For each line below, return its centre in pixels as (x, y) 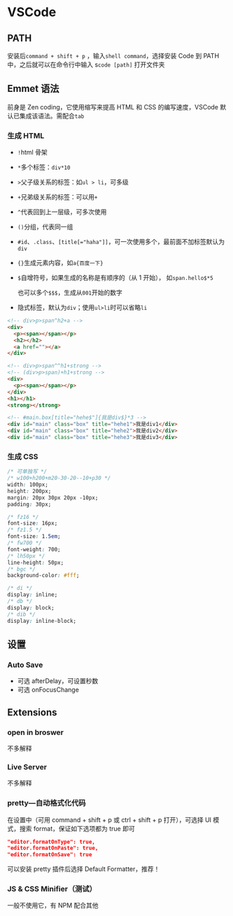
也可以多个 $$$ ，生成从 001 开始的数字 (70, 292)
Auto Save (25, 665)
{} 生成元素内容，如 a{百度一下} (60, 263)
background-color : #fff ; (43, 576)
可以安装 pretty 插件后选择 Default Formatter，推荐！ (84, 869)
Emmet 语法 (33, 89)
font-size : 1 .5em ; (34, 537)
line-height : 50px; (36, 563)
